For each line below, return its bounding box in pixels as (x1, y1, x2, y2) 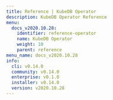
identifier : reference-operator (17, 31, 96, 36)
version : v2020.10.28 (11, 85, 65, 91)
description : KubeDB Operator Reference (6, 14, 108, 20)
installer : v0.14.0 (11, 80, 60, 86)
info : (6, 58, 20, 64)
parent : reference (17, 47, 62, 53)
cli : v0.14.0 (11, 63, 44, 69)
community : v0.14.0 (11, 69, 60, 75)
